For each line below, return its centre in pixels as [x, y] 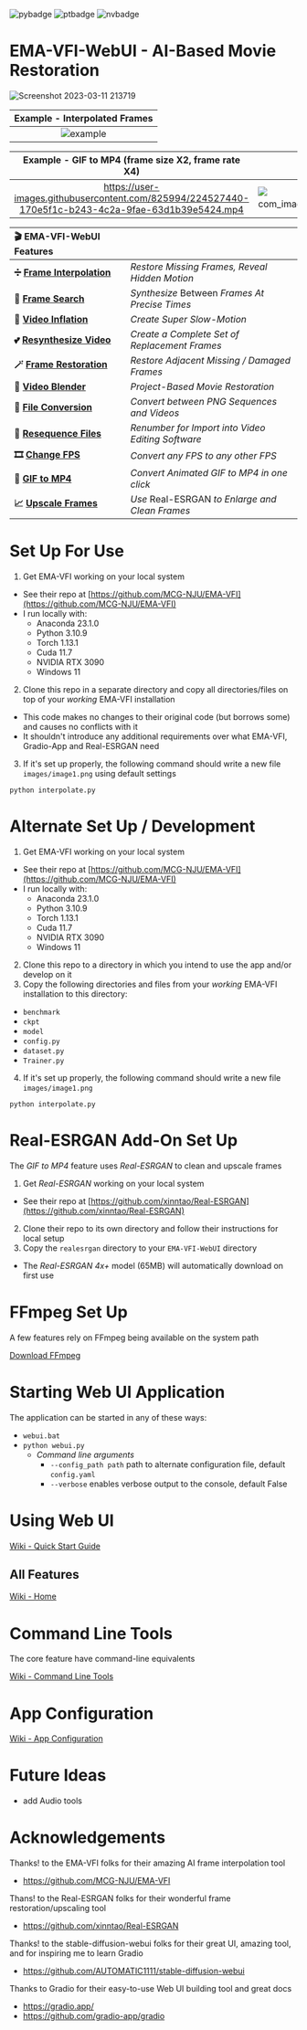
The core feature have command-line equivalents [102, 1659]
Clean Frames [160, 510]
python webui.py [53, 1445]
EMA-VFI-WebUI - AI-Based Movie [143, 51]
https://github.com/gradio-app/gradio [94, 2016]
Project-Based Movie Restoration [202, 386]
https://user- [132, 186]
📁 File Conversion [53, 407]
